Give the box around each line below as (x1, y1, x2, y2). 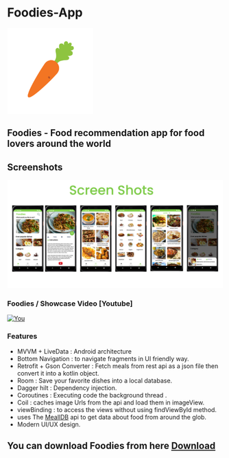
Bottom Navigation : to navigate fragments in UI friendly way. (16, 354, 190, 363)
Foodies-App (7, 5, 83, 21)
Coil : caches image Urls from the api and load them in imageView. (16, 398, 204, 407)
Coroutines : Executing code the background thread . (16, 391, 167, 399)
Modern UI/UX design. (16, 420, 81, 428)
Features (7, 332, 38, 341)
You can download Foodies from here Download (7, 440, 216, 452)
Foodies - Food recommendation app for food (7, 127, 205, 139)
